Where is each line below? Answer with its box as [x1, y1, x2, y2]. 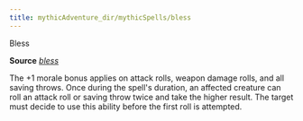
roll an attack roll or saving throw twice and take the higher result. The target [9, 91, 294, 102]
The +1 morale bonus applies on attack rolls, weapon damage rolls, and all [9, 73, 285, 83]
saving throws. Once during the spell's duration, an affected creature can [9, 82, 281, 92]
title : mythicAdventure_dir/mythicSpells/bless [9, 13, 192, 22]
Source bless [9, 55, 60, 65]
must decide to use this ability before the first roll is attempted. [9, 100, 243, 112]
